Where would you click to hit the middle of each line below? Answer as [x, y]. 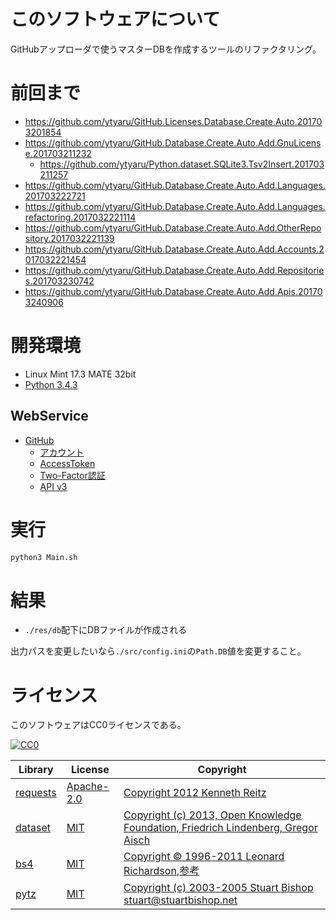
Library [36, 770]
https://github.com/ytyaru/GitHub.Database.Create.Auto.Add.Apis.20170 [173, 291]
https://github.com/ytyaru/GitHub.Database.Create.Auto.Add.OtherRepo [173, 227]
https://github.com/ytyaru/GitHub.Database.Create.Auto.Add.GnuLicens [173, 142]
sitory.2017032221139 [69, 238]
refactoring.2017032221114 [80, 217]
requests [36, 793]
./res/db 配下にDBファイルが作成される [106, 630]
